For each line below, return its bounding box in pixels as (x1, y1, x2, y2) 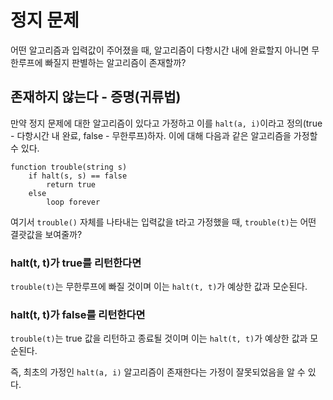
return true (46, 179, 97, 190)
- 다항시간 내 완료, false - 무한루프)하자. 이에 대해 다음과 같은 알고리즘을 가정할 (10, 129, 318, 141)
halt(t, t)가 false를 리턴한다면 (10, 307, 146, 321)
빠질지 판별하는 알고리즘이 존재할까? (44, 56, 187, 68)
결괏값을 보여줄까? (10, 228, 83, 240)
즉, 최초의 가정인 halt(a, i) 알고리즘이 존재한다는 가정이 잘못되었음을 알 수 (10, 366, 306, 378)
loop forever (46, 197, 101, 207)
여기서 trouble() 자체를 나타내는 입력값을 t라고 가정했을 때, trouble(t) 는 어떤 (10, 216, 317, 228)
